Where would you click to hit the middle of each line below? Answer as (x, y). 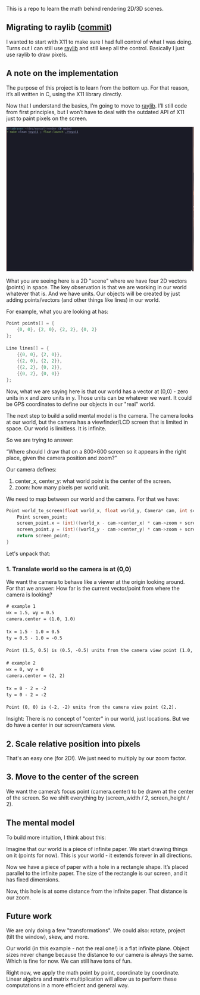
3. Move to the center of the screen (73, 777)
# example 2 (21, 663)
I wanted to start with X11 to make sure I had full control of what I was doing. (99, 42)
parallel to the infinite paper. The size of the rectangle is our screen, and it (97, 873)
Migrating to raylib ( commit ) (59, 27)
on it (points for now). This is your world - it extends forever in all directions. (99, 855)
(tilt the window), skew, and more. (48, 937)
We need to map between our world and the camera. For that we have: (93, 499)
